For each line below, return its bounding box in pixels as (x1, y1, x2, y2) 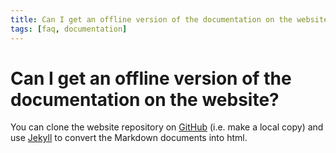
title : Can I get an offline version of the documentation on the (10, 14, 293, 25)
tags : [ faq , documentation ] (10, 24, 128, 34)
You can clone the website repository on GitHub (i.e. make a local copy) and (10, 121, 324, 133)
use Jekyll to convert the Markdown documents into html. (10, 132, 248, 144)
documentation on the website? (10, 88, 280, 111)
